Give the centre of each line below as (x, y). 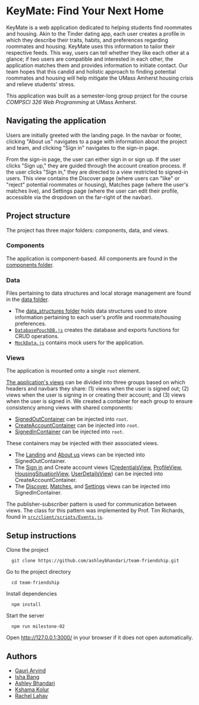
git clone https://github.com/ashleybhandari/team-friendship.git (95, 561)
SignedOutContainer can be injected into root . (72, 419)
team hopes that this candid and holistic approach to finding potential (91, 71)
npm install (26, 605)
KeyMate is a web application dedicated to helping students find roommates (99, 27)
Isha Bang (27, 677)
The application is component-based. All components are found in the (92, 258)
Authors (22, 656)
